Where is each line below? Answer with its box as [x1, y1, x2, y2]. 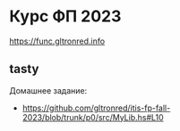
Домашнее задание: [9, 85, 88, 95]
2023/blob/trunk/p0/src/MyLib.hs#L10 [21, 111, 164, 122]
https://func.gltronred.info [9, 36, 106, 46]
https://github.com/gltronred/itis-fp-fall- [21, 102, 171, 113]
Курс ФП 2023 [9, 6, 122, 27]
